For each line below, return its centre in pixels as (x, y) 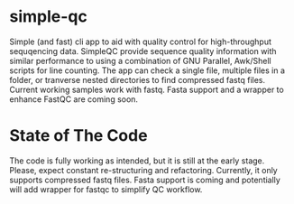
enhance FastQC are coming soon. (73, 99)
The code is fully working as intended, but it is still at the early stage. (137, 161)
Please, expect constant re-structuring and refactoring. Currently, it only (143, 170)
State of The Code (78, 136)
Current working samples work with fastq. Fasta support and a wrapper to (147, 89)
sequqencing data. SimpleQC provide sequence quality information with (143, 51)
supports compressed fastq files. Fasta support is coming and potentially (145, 180)
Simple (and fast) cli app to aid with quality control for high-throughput (141, 42)
